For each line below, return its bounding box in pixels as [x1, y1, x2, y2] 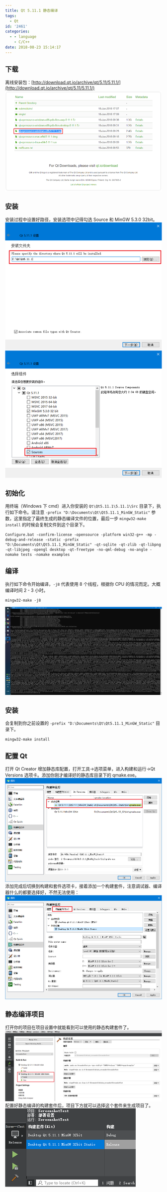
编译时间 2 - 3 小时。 [5, 587, 48, 593]
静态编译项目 [5, 1010, 45, 1019]
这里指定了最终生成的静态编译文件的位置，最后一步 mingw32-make [13, 516, 147, 522]
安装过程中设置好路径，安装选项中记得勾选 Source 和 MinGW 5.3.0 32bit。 [5, 217, 158, 222]
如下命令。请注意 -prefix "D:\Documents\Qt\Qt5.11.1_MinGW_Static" [9, 509, 151, 515]
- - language [9, 34, 37, 39]
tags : [5, 13, 16, 18]
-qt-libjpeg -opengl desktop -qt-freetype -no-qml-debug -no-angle [5, 547, 148, 552]
